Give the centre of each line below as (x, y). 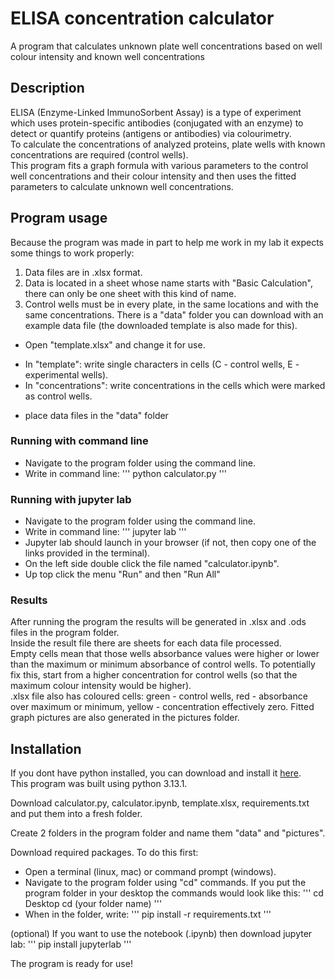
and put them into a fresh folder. (76, 814)
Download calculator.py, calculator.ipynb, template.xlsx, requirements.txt (160, 803)
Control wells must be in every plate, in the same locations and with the (171, 304)
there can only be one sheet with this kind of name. (130, 293)
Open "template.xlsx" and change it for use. (115, 344)
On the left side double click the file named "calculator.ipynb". (152, 564)
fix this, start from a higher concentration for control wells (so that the (154, 675)
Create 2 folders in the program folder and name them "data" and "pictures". (168, 833)
